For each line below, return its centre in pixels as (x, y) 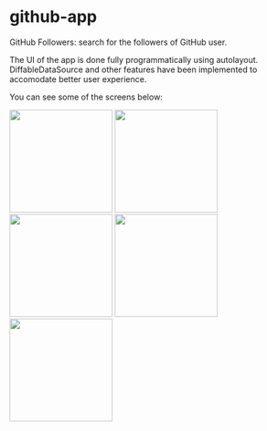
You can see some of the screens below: (86, 97)
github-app (53, 17)
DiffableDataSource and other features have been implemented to (133, 69)
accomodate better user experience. (78, 79)
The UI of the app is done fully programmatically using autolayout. (134, 59)
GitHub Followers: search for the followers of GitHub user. (118, 42)
